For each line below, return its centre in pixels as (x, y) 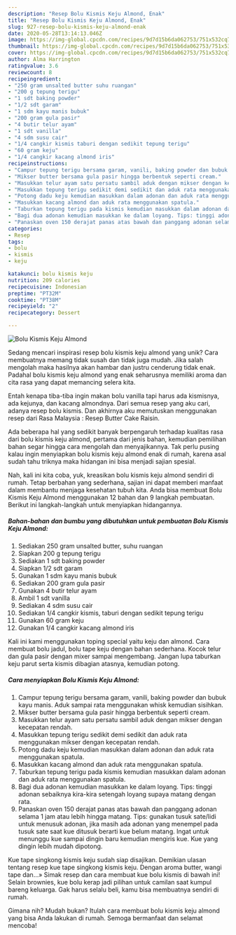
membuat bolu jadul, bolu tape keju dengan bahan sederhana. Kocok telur (114, 649)
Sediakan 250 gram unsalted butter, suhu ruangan (90, 546)
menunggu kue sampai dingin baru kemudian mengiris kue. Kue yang (118, 838)
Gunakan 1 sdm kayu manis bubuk (68, 576)
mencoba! (22, 925)
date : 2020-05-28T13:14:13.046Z (55, 33)
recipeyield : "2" (33, 306)
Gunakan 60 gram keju (51, 620)
